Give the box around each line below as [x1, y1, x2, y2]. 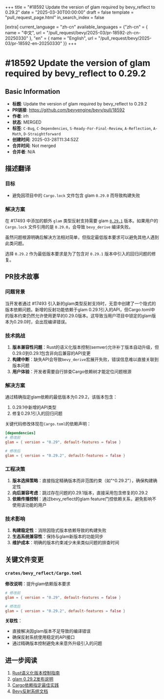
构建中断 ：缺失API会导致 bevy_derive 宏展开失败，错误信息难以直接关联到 [12, 356, 159, 362]
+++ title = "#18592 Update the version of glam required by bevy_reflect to [5, 4, 155, 10]
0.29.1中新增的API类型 [12, 404, 57, 410]
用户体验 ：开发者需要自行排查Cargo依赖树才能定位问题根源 [12, 368, 132, 374]
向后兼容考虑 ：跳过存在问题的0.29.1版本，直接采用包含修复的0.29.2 [12, 489, 148, 495]
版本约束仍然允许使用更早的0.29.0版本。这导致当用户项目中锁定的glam [9, 313, 152, 318]
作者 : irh [12, 113, 29, 119]
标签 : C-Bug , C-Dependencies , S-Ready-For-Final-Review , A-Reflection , [12, 126, 152, 131]
